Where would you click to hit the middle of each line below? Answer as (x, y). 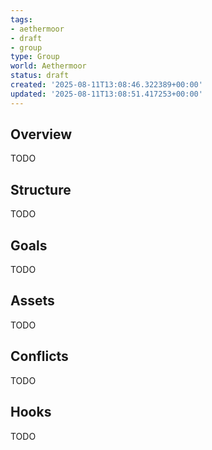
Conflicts (39, 356)
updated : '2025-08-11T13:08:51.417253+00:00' (106, 94)
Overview (41, 134)
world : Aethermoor (48, 66)
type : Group (35, 57)
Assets (32, 301)
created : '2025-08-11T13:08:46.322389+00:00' (106, 85)
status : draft (40, 76)
